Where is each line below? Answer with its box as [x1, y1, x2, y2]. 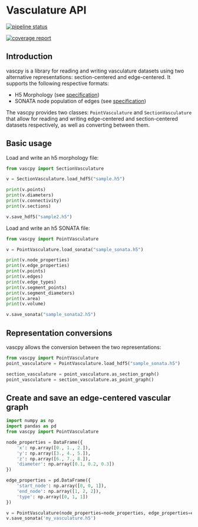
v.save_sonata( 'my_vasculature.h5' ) [6, 515, 96, 522]
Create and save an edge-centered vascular [6, 393, 171, 403]
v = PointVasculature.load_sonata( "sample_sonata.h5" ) [6, 246, 144, 252]
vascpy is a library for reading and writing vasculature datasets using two [6, 67, 184, 74]
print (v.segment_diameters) [6, 290, 75, 296]
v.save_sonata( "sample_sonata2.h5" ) [6, 312, 96, 318]
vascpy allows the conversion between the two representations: [6, 344, 161, 351]
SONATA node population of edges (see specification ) [14, 97, 146, 104]
